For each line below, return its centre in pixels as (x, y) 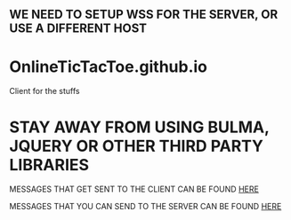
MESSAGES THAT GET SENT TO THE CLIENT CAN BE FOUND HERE (134, 189)
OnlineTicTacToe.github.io (108, 67)
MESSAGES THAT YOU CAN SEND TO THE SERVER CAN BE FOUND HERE (145, 207)
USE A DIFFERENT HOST (78, 29)
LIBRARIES (49, 165)
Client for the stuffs (44, 91)
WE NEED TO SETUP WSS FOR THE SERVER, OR (144, 15)
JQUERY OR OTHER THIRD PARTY (137, 146)
